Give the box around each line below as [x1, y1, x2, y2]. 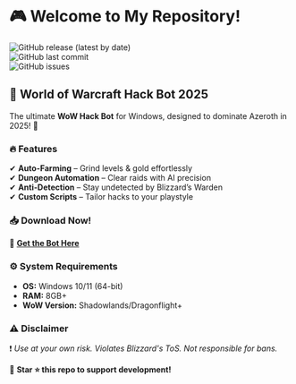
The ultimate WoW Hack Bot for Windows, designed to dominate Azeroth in [9, 110, 288, 121]
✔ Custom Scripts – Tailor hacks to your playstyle [9, 192, 194, 202]
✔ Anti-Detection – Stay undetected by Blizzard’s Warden [9, 182, 224, 192]
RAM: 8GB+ [21, 290, 67, 301]
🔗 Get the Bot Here [9, 238, 80, 249]
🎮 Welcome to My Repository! [9, 6, 241, 27]
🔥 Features [9, 142, 58, 155]
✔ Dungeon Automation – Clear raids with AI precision [9, 173, 212, 183]
